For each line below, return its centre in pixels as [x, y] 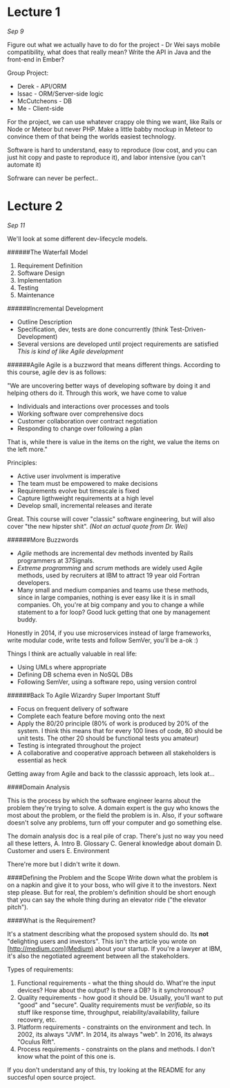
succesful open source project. [51, 1077]
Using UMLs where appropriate [62, 667]
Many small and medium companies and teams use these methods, [113, 590]
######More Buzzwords [43, 539]
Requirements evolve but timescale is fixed [78, 491]
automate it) [24, 164]
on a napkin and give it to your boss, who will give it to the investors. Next [112, 885]
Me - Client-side [40, 108]
